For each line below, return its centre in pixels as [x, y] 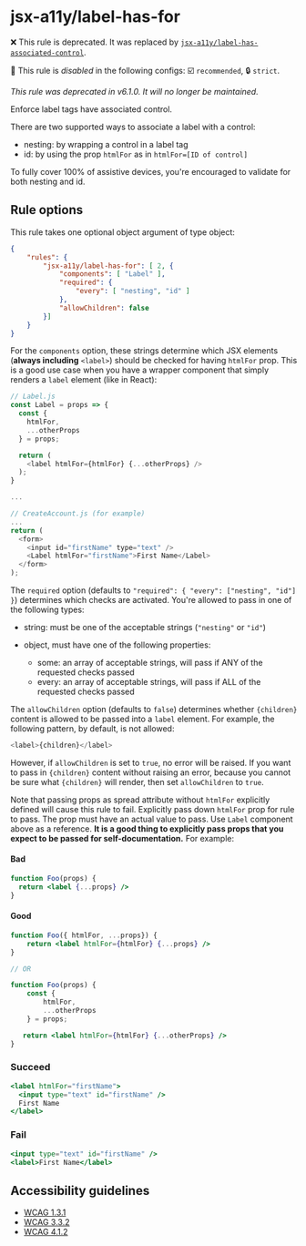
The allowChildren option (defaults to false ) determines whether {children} [154, 709]
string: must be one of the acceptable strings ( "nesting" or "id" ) [145, 627]
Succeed [31, 1067]
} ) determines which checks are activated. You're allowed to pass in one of [151, 600]
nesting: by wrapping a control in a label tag [106, 144]
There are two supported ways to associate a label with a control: [133, 127]
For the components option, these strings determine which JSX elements [144, 351]
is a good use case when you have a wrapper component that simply [140, 370]
